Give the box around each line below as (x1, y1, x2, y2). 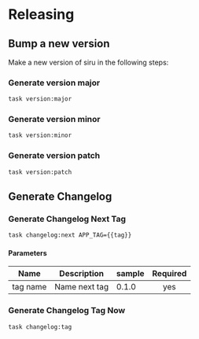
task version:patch (8, 168, 72, 176)
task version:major (8, 95, 72, 103)
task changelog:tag (8, 322, 72, 331)
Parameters (8, 248, 47, 257)
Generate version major (8, 77, 101, 88)
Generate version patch (8, 150, 101, 161)
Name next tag (54, 282, 109, 293)
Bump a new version (8, 37, 110, 50)
